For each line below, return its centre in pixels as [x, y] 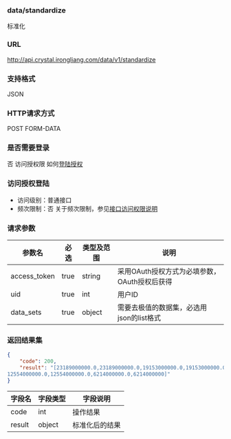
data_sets [26, 312]
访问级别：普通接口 [44, 200]
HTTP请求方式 [31, 113]
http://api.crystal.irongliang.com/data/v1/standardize [81, 59]
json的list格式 [139, 318]
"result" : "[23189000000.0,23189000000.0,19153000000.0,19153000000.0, [124, 368]
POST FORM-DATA [34, 129]
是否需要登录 [29, 148]
